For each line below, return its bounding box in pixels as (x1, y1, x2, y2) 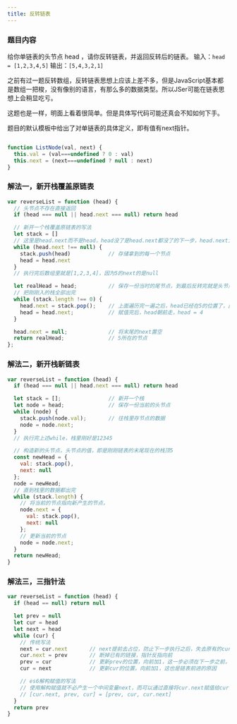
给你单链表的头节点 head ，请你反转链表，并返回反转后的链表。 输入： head (7, 52, 226, 61)
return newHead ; (13, 552, 61, 560)
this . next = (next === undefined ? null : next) (13, 157, 153, 164)
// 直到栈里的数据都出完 (13, 486, 76, 494)
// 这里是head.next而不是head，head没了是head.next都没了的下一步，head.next (13, 237, 229, 244)
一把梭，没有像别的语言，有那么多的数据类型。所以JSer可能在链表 (25, 85, 219, 93)
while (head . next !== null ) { (13, 243, 102, 251)
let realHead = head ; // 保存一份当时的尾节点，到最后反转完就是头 (13, 283, 224, 290)
